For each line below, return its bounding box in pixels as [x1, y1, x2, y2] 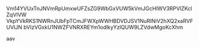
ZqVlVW [6, 11, 27, 18]
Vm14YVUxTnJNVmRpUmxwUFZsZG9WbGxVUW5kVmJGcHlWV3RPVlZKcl [6, 5, 192, 12]
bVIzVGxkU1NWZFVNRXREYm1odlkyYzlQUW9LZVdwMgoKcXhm [23, 23, 183, 31]
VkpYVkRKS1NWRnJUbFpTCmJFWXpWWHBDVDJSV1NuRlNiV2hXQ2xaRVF [6, 18, 194, 24]
